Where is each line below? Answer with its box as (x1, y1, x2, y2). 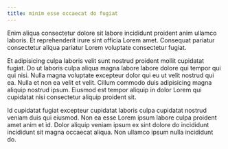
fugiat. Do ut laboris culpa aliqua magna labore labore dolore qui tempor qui (7, 64, 221, 72)
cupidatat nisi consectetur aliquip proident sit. (7, 93, 137, 101)
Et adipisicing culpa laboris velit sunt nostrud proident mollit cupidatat (7, 56, 205, 65)
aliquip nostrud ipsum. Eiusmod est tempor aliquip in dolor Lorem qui (7, 85, 202, 94)
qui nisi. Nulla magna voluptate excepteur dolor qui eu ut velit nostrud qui (7, 71, 214, 79)
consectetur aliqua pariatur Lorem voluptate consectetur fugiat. (7, 43, 187, 51)
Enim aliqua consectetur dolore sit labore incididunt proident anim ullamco (7, 29, 217, 37)
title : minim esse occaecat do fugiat (7, 10, 118, 17)
